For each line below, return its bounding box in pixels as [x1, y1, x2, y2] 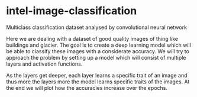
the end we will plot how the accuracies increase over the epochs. [6, 84, 167, 91]
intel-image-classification [6, 4, 137, 18]
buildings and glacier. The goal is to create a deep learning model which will [6, 41, 191, 48]
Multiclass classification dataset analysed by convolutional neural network [6, 24, 188, 31]
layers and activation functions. [6, 60, 83, 67]
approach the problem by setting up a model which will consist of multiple [6, 54, 186, 61]
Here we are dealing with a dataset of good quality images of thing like [6, 35, 179, 42]
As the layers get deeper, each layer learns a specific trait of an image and [6, 72, 188, 79]
